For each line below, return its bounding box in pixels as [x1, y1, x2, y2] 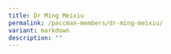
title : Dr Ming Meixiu [8, 11, 84, 20]
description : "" [8, 33, 63, 42]
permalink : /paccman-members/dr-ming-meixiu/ [8, 19, 163, 27]
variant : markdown [8, 26, 70, 34]
